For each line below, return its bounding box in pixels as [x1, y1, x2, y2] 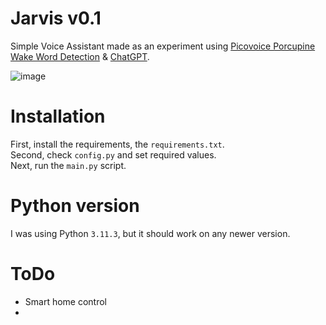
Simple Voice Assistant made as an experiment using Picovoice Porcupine [10, 40, 316, 52]
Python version [10, 195, 140, 217]
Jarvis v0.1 [10, 7, 102, 30]
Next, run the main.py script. [10, 159, 127, 171]
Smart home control [24, 295, 108, 307]
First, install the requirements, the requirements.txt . [10, 138, 225, 150]
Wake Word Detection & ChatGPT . [10, 50, 150, 62]
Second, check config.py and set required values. [10, 148, 217, 161]
